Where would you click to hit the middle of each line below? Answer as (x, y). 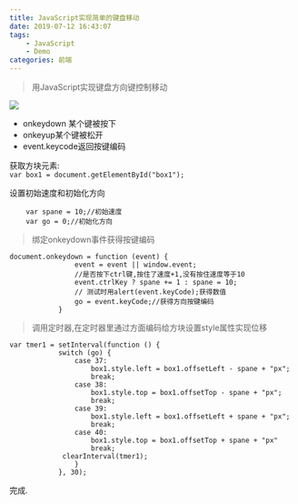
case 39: (90, 408)
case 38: (90, 385)
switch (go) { (84, 353)
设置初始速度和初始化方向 (57, 193)
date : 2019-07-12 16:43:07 (60, 26)
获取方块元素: (35, 166)
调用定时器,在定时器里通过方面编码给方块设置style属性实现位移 (149, 328)
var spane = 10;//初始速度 (74, 212)
